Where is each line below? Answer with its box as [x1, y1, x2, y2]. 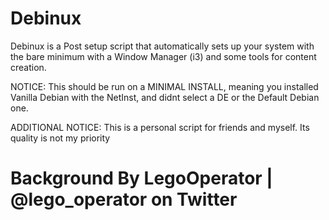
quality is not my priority [10, 132, 111, 144]
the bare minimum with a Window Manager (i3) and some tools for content [10, 50, 317, 62]
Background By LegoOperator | [10, 167, 273, 190]
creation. [10, 61, 47, 73]
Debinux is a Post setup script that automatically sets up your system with [10, 40, 315, 52]
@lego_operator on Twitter [10, 188, 238, 211]
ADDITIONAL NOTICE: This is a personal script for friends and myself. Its [10, 121, 310, 133]
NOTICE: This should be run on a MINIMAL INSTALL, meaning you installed [10, 80, 319, 92]
